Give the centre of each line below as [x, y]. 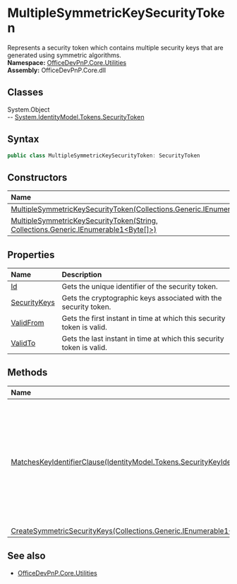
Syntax [23, 139]
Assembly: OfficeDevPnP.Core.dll [57, 70]
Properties [31, 255]
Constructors [37, 177]
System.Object [29, 109]
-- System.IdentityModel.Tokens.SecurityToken [76, 117]
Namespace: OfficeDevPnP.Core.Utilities [67, 62]
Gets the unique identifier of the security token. [140, 286]
